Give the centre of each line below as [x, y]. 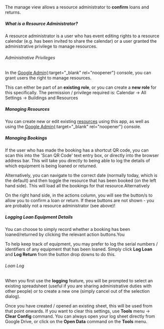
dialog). [13, 297]
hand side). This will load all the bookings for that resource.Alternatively [78, 186]
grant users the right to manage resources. [48, 78]
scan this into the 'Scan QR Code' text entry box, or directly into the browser [82, 155]
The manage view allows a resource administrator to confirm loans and [77, 7]
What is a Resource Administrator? [42, 24]
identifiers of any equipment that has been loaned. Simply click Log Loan [79, 249]
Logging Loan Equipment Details [39, 217]
